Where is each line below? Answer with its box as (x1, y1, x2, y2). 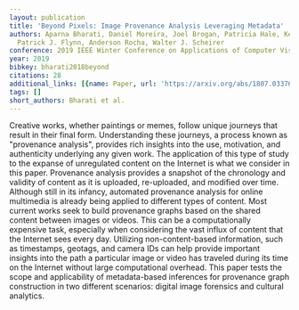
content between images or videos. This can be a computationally (9, 215, 252, 225)
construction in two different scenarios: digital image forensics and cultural (9, 281, 285, 292)
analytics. (9, 290, 44, 301)
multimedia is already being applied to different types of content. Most (9, 196, 267, 207)
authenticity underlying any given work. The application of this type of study (9, 149, 289, 159)
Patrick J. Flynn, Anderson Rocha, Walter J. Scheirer (17, 37, 225, 47)
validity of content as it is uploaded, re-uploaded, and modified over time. (9, 177, 279, 188)
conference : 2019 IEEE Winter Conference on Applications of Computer (9, 46, 277, 55)
